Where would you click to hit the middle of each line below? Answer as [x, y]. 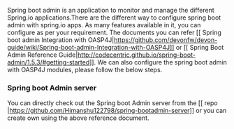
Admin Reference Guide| [43, 55]
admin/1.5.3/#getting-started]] [51, 62]
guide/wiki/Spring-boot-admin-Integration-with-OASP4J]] [91, 47]
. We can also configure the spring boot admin [160, 62]
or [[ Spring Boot [200, 47]
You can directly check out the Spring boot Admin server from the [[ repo [112, 103]
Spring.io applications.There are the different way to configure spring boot [114, 18]
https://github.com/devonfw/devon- [166, 40]
